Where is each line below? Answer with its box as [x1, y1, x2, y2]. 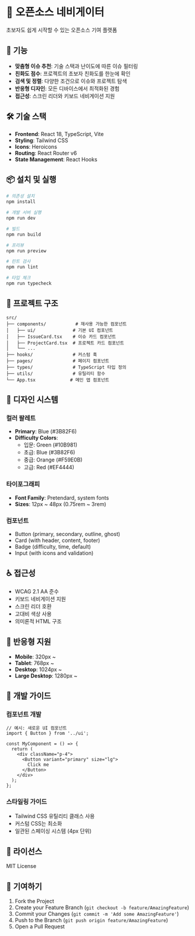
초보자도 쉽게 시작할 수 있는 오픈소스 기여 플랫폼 [6, 26, 118, 33]
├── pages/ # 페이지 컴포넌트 [6, 358, 110, 364]
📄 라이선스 [6, 846, 43, 857]
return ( [11, 746, 33, 752]
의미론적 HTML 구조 [14, 617, 62, 624]
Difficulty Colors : [14, 434, 58, 442]
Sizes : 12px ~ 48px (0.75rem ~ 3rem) [14, 500, 106, 507]
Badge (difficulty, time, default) [14, 543, 91, 550]
